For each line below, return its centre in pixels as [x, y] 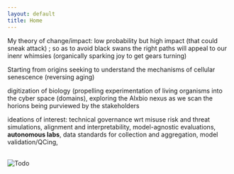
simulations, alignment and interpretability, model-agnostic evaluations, [112, 127]
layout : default [31, 14]
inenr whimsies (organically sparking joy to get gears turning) [97, 56]
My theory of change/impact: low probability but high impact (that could [113, 40]
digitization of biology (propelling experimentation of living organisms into [115, 91]
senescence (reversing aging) [51, 77]
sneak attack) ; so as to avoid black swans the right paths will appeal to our [117, 48]
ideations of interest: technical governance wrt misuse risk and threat [109, 119]
